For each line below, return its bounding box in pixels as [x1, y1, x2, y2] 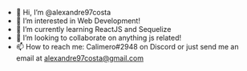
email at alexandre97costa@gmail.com [15, 53, 144, 63]
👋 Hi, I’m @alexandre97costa [15, 8, 111, 17]
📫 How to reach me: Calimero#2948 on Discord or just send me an [15, 42, 239, 51]
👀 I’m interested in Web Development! [15, 16, 140, 26]
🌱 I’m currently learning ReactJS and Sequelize [15, 25, 172, 34]
